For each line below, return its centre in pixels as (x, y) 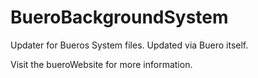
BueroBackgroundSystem (119, 17)
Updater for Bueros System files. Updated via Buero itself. (129, 45)
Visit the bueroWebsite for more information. (101, 64)
